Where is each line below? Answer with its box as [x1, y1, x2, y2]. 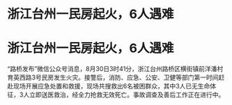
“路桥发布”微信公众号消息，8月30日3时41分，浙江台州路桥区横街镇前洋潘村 [7, 65, 224, 73]
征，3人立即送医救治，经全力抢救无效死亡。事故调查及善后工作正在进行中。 [7, 90, 225, 99]
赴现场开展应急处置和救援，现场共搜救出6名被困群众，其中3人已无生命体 [7, 82, 217, 90]
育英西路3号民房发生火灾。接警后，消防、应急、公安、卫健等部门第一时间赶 [7, 73, 225, 82]
